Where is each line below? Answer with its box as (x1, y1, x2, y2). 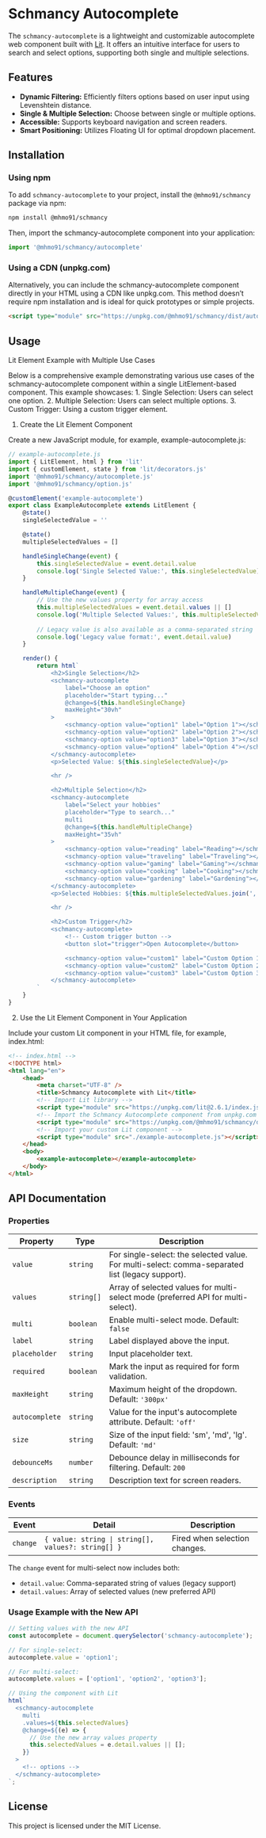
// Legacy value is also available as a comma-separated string (36, 625, 253, 634)
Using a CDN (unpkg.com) (8, 262, 111, 273)
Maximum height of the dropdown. (108, 1384, 237, 1395)
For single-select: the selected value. (108, 1249, 248, 1260)
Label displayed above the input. (108, 1336, 230, 1347)
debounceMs (12, 1459, 53, 1467)
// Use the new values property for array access (36, 596, 203, 604)
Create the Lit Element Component (19, 420, 133, 429)
